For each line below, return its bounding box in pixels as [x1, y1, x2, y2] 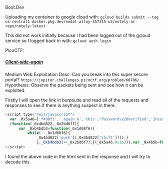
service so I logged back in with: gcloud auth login [5, 37, 111, 43]
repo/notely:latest [5, 23, 46, 28]
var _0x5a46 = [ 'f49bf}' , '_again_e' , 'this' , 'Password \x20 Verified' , [9, 116, 151, 121]
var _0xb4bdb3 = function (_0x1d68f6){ [18, 126, 95, 131]
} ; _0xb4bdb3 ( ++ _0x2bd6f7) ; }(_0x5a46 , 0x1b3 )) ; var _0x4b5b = [36, 140, 160, 145]
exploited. [5, 87, 26, 93]
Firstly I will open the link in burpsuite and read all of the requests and [5, 97, 148, 103]
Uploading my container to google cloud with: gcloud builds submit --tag [5, 14, 159, 19]
